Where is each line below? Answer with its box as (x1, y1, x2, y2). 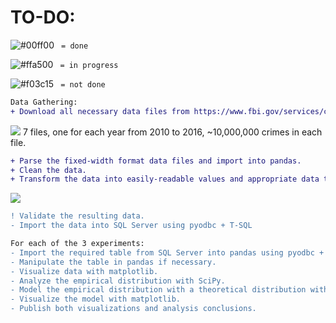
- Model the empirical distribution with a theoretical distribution (10, 285, 307, 295)
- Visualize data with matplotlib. (10, 266, 159, 276)
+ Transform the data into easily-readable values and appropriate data (10, 174, 320, 185)
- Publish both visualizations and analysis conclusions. (10, 304, 257, 314)
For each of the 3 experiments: (10, 239, 145, 249)
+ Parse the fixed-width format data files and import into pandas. (10, 156, 302, 166)
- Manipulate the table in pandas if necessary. (10, 257, 217, 267)
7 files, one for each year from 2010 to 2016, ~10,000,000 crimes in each (22, 126, 323, 138)
